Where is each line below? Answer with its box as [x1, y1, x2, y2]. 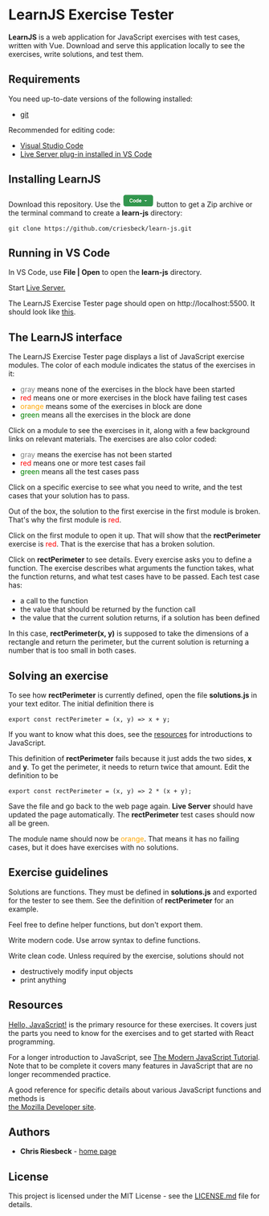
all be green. [8, 818, 50, 828]
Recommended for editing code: [8, 125, 115, 134]
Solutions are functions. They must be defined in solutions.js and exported [8, 886, 257, 897]
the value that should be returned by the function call [19, 604, 196, 614]
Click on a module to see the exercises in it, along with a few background [8, 426, 251, 436]
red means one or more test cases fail [19, 458, 146, 468]
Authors [8, 1125, 51, 1139]
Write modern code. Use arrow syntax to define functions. [8, 935, 201, 945]
